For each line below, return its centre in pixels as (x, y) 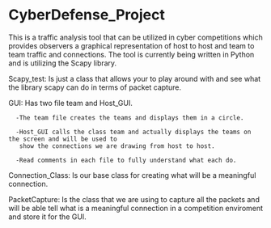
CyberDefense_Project (87, 15)
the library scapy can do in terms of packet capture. (95, 87)
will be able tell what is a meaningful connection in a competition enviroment (136, 208)
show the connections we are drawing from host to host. (117, 146)
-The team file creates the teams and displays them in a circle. (130, 118)
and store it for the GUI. (47, 217)
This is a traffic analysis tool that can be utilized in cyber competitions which (135, 37)
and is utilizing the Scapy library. (63, 63)
